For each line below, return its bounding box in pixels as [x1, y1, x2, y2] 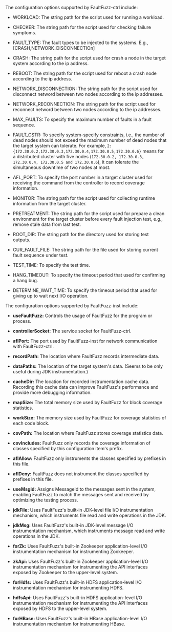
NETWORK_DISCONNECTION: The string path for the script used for [12, 86, 158, 92]
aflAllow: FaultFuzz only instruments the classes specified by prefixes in [12, 455, 166, 461]
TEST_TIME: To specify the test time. [12, 262, 91, 268]
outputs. [12, 237, 31, 243]
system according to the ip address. [12, 60, 89, 66]
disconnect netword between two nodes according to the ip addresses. [12, 91, 164, 97]
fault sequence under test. [12, 252, 69, 258]
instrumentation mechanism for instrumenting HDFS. [12, 585, 124, 591]
